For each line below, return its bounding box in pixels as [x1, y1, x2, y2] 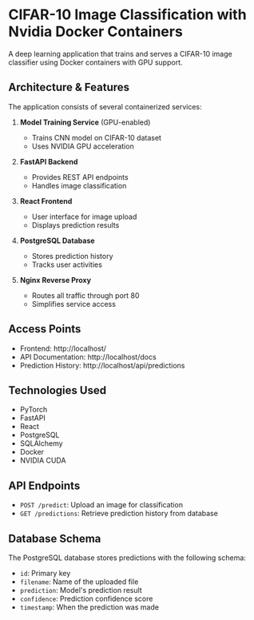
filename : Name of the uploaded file [19, 577, 139, 586]
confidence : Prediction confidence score [19, 594, 153, 603]
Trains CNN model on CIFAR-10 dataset [31, 133, 162, 142]
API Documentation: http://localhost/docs [19, 352, 157, 361]
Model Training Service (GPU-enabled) [19, 117, 151, 127]
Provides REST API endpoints [31, 172, 129, 181]
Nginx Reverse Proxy [19, 275, 92, 284]
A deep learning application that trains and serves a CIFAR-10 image [8, 49, 233, 58]
